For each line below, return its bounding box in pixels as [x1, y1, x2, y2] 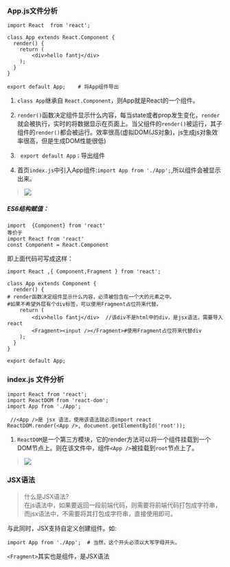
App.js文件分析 [7, 5, 58, 15]
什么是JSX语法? [23, 492, 69, 500]
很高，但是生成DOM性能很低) [23, 137, 106, 145]
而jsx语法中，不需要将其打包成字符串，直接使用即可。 [23, 509, 177, 518]
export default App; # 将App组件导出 [7, 84, 119, 91]
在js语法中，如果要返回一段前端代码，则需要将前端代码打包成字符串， [23, 500, 222, 509]
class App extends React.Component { [7, 34, 115, 41]
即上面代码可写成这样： [7, 254, 73, 263]
